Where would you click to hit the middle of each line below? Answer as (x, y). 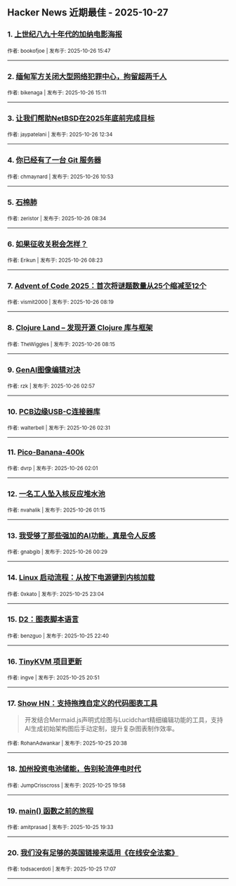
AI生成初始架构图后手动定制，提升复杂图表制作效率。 (101, 729)
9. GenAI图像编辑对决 (44, 369)
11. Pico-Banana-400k (46, 453)
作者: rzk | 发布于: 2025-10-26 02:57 (51, 386)
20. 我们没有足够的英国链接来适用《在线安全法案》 (93, 852)
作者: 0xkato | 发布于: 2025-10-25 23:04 (56, 594)
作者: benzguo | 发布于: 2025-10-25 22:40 (58, 635)
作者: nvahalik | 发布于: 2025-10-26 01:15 (56, 510)
